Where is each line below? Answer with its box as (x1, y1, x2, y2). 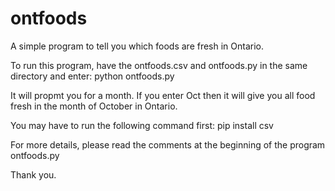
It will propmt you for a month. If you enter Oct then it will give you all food (10, 89, 316, 101)
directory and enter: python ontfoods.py (10, 70, 175, 82)
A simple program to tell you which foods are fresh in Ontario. (10, 40, 265, 52)
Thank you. (10, 168, 57, 181)
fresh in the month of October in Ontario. (10, 100, 178, 112)
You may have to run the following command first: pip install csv (10, 119, 274, 131)
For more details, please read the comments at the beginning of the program (10, 138, 326, 151)
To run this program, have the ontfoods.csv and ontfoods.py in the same (10, 59, 308, 71)
